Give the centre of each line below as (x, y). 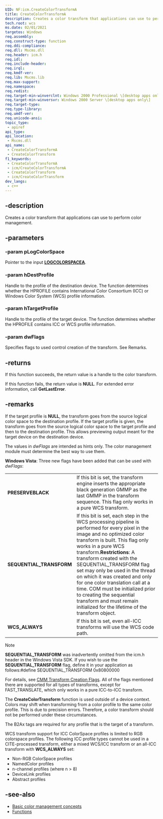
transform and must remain (108, 601)
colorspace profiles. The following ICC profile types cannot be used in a (77, 739)
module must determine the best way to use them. (55, 451)
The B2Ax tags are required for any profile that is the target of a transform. (80, 724)
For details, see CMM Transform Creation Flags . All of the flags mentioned (79, 679)
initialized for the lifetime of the (112, 607)
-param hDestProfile (30, 275)
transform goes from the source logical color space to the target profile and (81, 426)
